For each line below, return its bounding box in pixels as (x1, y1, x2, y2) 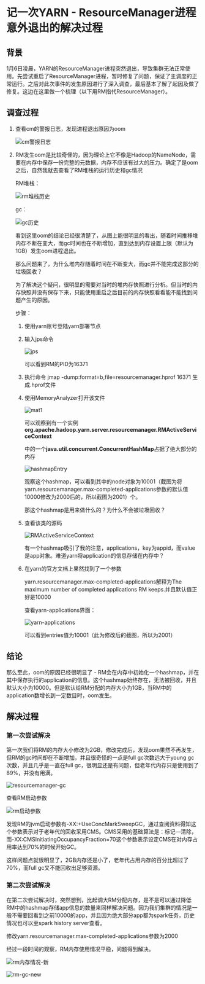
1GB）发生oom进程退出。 (15, 247, 80, 254)
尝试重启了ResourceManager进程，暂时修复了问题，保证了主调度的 (22, 72, 192, 80)
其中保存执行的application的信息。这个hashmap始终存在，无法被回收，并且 (6, 676, 197, 684)
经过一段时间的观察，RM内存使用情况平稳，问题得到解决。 (6, 945, 154, 953)
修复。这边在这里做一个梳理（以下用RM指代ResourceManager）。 (6, 88, 171, 95)
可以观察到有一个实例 (24, 419, 78, 426)
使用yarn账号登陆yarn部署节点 (24, 322, 101, 329)
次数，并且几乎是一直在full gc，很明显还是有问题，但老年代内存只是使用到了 (6, 762, 199, 769)
